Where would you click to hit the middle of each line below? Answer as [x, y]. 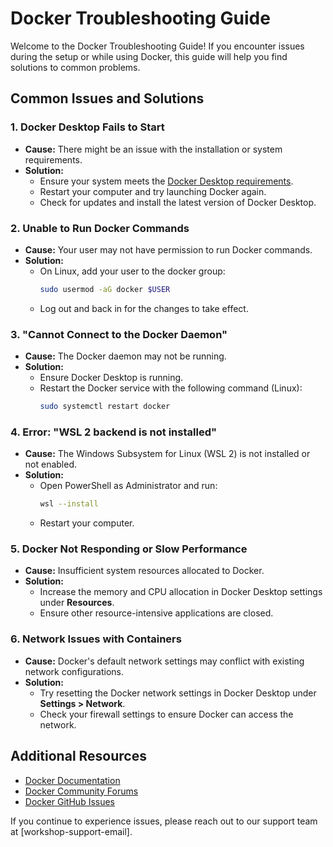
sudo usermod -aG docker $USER [105, 289]
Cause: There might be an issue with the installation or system [153, 149]
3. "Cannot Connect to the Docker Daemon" [119, 334]
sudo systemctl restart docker [105, 407]
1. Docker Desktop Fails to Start [87, 127]
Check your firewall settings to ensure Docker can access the [166, 714]
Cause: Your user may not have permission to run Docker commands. [168, 249]
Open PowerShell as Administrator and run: [128, 486]
